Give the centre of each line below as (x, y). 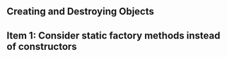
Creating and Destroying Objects (81, 12)
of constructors (42, 46)
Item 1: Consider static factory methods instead (113, 36)
